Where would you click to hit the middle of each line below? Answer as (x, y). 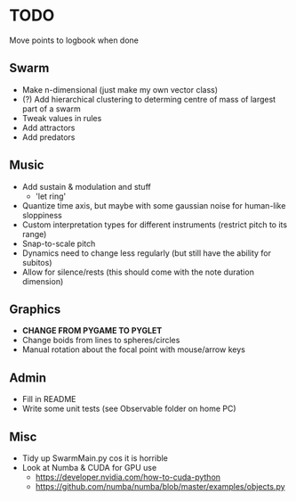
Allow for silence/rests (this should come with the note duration (138, 272)
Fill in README (49, 399)
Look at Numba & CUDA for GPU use (89, 468)
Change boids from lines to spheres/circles (101, 341)
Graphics (35, 309)
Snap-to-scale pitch (59, 243)
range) (34, 234)
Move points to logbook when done (74, 40)
